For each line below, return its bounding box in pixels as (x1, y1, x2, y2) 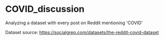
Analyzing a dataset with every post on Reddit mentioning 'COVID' (5, 20, 143, 26)
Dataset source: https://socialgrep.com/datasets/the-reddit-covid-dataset (5, 29, 159, 35)
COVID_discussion (5, 3, 85, 15)
